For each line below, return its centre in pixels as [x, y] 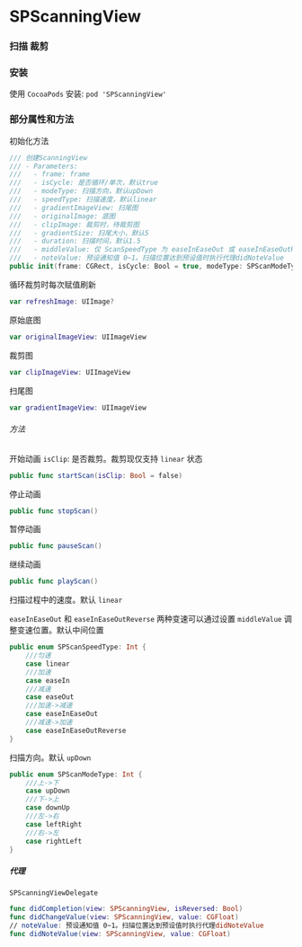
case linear [48, 664]
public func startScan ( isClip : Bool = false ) [96, 475]
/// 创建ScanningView [49, 158]
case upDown [48, 791]
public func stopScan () [54, 511]
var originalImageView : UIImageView [78, 337]
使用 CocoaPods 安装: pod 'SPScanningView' [88, 94]
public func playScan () [54, 581]
